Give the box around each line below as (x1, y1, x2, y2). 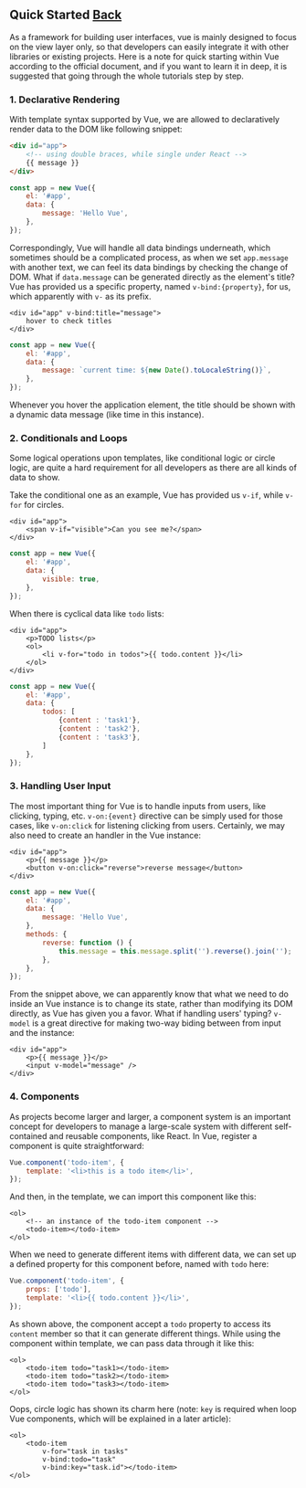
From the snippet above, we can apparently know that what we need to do (9, 988, 290, 999)
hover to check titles (26, 316, 112, 325)
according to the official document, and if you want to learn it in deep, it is (9, 60, 288, 71)
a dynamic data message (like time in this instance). (9, 409, 205, 420)
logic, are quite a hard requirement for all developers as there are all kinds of (9, 462, 297, 473)
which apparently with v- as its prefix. (9, 290, 152, 301)
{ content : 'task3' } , (58, 733, 142, 742)
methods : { (26, 930, 68, 939)
